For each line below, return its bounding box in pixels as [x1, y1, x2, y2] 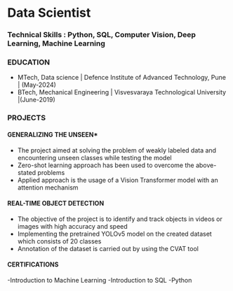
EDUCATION [7, 57, 51, 67]
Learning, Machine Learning [7, 38, 105, 48]
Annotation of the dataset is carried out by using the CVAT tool [17, 244, 199, 253]
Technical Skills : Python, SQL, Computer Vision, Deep [7, 30, 197, 40]
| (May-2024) [17, 80, 56, 89]
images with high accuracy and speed [17, 222, 128, 230]
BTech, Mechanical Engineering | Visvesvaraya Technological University [17, 88, 227, 97]
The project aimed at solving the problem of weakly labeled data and [17, 145, 216, 155]
